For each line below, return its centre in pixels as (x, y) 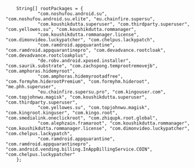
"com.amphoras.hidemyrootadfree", (80, 76)
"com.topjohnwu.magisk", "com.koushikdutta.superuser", (76, 97)
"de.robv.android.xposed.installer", (84, 61)
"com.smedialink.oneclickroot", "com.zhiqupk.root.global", (82, 118)
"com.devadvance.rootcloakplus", (47, 55)
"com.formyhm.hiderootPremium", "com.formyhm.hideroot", (78, 82)
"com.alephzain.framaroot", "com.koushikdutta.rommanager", (114, 123)
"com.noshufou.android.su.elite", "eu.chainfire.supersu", (81, 19)
